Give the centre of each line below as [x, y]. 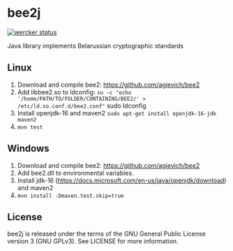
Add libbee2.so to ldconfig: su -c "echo [74, 92]
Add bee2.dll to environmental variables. [75, 173]
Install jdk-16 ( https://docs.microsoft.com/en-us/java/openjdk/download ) [122, 180]
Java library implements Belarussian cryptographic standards [95, 45]
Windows [28, 149]
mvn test [30, 127]
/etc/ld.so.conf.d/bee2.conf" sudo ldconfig [82, 106]
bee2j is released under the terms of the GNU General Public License [106, 234]
